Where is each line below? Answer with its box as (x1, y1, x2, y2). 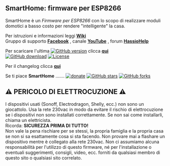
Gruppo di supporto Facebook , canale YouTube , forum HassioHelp (5, 38, 149, 44)
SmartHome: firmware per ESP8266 (5, 4, 122, 13)
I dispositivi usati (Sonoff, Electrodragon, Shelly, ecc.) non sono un (5, 101, 144, 107)
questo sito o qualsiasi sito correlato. (5, 154, 82, 161)
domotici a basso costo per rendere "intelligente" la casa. (5, 23, 125, 29)
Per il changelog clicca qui (5, 63, 61, 69)
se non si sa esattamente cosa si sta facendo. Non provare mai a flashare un (5, 133, 165, 139)
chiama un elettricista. (5, 117, 52, 123)
